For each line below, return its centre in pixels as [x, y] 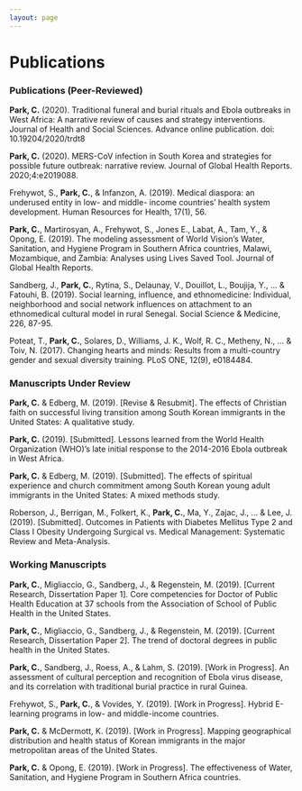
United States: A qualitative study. [72, 422]
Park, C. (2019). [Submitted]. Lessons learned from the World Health [137, 440]
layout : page [34, 18]
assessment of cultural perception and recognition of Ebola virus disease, [146, 677]
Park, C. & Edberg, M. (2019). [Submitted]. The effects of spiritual [131, 476]
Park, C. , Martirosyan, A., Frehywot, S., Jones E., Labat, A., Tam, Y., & [138, 230]
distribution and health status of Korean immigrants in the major [128, 741]
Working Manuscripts [58, 565]
